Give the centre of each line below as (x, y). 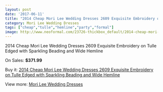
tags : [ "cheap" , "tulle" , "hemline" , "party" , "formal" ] (59, 28)
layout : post (18, 9)
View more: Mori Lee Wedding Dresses (44, 84)
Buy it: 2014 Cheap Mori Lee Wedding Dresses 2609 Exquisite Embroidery (79, 70)
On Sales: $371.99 (24, 60)
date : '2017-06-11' (25, 14)
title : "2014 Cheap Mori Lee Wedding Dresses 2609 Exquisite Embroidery (80, 18)
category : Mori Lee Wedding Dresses (42, 23)
